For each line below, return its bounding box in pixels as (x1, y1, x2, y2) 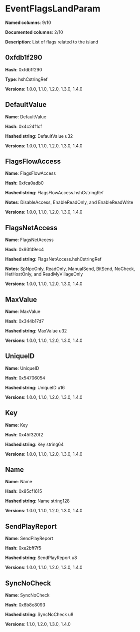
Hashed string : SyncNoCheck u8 (5, 612, 74, 618)
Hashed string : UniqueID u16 (5, 384, 65, 390)
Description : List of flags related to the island (5, 38, 99, 45)
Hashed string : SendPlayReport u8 (5, 555, 77, 561)
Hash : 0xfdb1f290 (5, 66, 42, 72)
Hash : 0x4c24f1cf (5, 123, 42, 129)
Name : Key (5, 422, 28, 428)
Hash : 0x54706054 (5, 375, 46, 381)
